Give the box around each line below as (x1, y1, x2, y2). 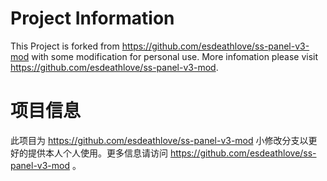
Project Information (10, 7, 175, 30)
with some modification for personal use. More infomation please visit (31, 50, 319, 62)
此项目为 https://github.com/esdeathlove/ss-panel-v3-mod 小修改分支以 (10, 134, 309, 146)
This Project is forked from (10, 40, 120, 52)
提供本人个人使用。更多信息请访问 (27, 147, 168, 159)
